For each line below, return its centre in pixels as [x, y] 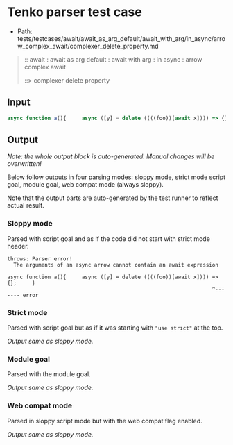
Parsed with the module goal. [49, 374]
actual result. [26, 205]
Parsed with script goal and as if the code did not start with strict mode [109, 238]
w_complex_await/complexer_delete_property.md [88, 46]
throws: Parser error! [40, 259]
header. [18, 246]
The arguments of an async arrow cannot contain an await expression [116, 265]
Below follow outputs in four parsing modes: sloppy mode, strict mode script [116, 177]
